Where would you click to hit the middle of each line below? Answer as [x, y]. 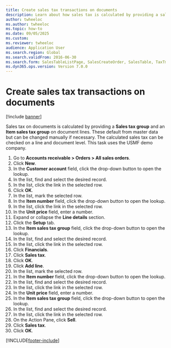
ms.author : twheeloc [28, 24]
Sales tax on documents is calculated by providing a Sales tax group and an [85, 126]
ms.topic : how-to [24, 29]
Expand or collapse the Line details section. [59, 217]
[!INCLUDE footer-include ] [33, 340]
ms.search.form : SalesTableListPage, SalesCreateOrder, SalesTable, [80, 62]
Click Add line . [29, 266]
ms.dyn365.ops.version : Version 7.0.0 [47, 67]
